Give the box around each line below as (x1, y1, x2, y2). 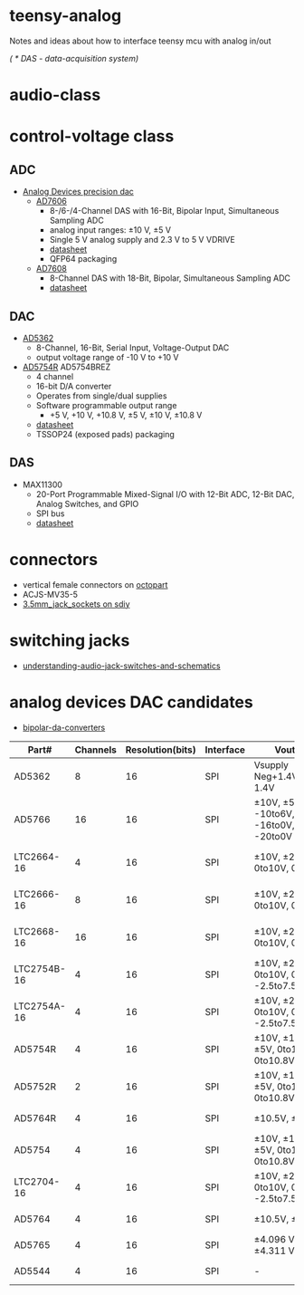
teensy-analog (9, 5, 122, 26)
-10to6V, (253, 807, 296, 820)
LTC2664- (14, 850, 61, 863)
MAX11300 (22, 479, 63, 490)
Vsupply (253, 758, 290, 771)
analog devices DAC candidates (9, 692, 253, 712)
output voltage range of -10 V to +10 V (35, 351, 179, 362)
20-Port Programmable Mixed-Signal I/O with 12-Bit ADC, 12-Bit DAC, (35, 488, 295, 499)
